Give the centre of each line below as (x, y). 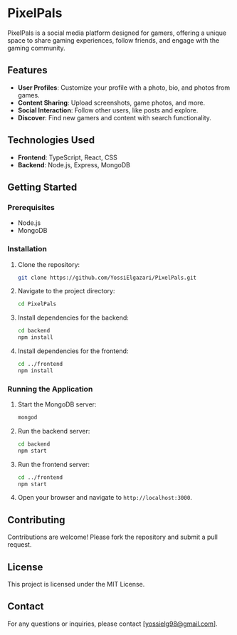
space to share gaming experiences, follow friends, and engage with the (114, 40)
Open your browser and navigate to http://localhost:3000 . (105, 498)
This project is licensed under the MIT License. (76, 584)
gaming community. (36, 48)
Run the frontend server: (54, 464)
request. (20, 545)
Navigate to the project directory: (66, 291)
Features (27, 70)
